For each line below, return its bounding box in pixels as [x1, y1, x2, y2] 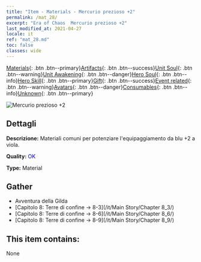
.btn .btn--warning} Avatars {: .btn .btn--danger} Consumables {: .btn [6, 83, 172, 91]
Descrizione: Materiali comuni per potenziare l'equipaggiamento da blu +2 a [6, 134, 196, 141]
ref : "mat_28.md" [6, 37, 50, 43]
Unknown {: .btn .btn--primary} [17, 89, 94, 97]
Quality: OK [6, 152, 36, 159]
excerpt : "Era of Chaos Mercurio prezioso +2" [6, 20, 128, 26]
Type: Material [6, 164, 43, 171]
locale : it [6, 31, 34, 37]
